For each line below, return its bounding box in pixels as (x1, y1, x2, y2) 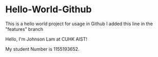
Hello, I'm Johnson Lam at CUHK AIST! (5, 36, 87, 42)
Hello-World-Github (5, 4, 92, 15)
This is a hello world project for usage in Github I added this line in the (5, 21, 153, 27)
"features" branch (5, 26, 44, 32)
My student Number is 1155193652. (5, 46, 80, 52)
